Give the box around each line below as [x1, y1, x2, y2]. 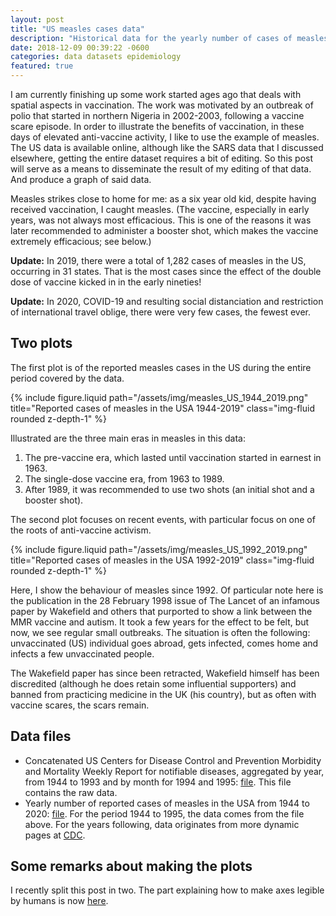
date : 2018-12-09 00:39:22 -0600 [10, 42, 150, 53]
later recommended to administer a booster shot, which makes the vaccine [10, 225, 319, 236]
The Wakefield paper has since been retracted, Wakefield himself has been [10, 667, 320, 679]
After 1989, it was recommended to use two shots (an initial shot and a [24, 483, 315, 495]
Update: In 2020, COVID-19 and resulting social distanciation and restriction [10, 296, 324, 307]
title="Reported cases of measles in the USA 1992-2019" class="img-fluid [10, 554, 315, 566]
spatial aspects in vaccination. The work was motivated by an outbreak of [10, 99, 314, 111]
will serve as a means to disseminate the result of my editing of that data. [10, 163, 312, 175]
